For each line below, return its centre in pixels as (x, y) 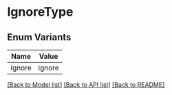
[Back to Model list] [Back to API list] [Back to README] (86, 85)
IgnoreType (40, 12)
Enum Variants (39, 37)
